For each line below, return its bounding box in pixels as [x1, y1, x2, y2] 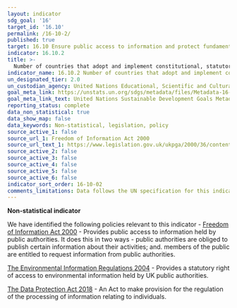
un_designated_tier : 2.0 [7, 75, 80, 83]
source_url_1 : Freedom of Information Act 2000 [7, 135, 150, 142]
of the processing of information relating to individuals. [7, 292, 167, 301]
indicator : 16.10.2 [7, 50, 65, 57]
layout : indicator [7, 10, 61, 18]
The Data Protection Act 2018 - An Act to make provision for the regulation [7, 285, 224, 293]
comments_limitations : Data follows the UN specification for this [7, 187, 210, 195]
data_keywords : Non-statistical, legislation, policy [7, 121, 169, 129]
